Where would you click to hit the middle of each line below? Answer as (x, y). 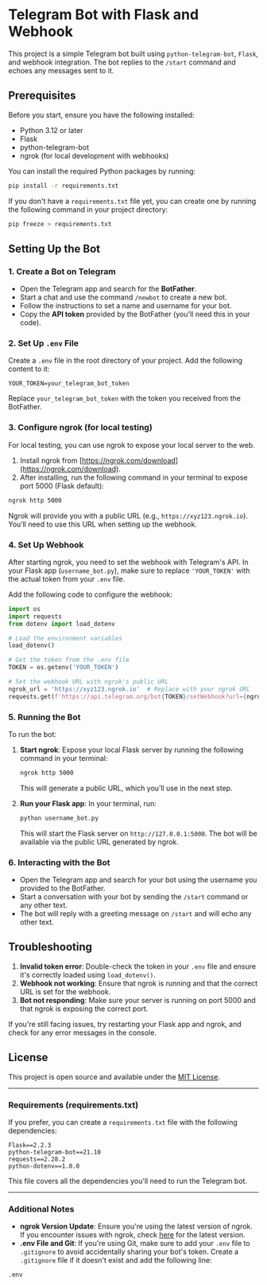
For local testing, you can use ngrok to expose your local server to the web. (132, 445)
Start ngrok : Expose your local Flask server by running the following (132, 750)
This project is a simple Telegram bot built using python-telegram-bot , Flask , (133, 53)
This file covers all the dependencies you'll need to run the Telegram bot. (128, 1181)
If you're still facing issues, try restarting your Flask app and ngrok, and (125, 1024)
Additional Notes (41, 1209)
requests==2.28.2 (37, 1159)
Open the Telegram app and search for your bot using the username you (138, 880)
